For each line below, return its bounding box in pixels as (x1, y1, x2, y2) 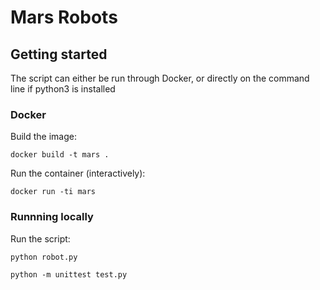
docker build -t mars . (10, 150, 110, 160)
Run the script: (10, 232, 71, 245)
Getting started (10, 46, 108, 63)
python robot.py (10, 252, 78, 262)
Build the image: (10, 131, 77, 143)
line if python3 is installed (10, 83, 116, 95)
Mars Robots (10, 6, 118, 29)
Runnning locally (10, 210, 94, 224)
